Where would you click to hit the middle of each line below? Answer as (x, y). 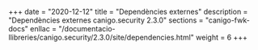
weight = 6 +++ (222, 37)
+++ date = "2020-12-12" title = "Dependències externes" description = (128, 12)
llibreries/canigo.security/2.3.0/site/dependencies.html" (101, 37)
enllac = (43, 29)
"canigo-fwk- (228, 20)
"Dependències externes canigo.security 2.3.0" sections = (106, 20)
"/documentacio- (87, 29)
